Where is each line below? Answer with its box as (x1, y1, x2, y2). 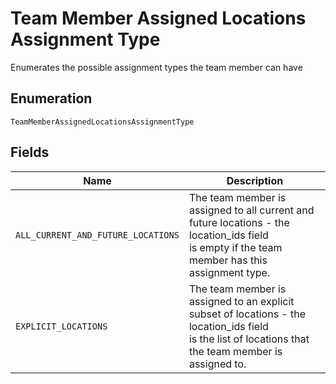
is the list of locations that (188, 332, 310, 346)
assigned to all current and (188, 203, 315, 217)
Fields (10, 144, 50, 161)
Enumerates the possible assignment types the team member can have (10, 61, 303, 73)
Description (226, 173, 284, 187)
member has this (188, 253, 268, 267)
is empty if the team (188, 240, 283, 254)
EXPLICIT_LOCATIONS (15, 320, 108, 332)
